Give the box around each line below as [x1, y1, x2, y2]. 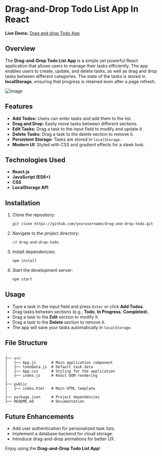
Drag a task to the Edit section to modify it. [12, 314, 99, 320]
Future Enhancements [5, 412, 75, 421]
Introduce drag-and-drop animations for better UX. [12, 436, 115, 442]
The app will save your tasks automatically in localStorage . [12, 324, 132, 330]
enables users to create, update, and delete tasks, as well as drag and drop [5, 68, 157, 74]
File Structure [5, 338, 48, 347]
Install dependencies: [12, 249, 56, 255]
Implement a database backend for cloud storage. [12, 431, 113, 437]
